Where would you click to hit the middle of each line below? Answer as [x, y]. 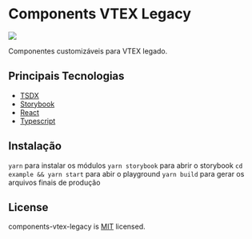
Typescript [38, 121]
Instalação [35, 146]
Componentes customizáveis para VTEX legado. [88, 51]
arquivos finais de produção [54, 182]
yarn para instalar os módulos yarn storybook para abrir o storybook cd [126, 165]
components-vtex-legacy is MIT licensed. [77, 227]
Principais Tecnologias [66, 76]
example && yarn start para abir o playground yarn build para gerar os [126, 173]
